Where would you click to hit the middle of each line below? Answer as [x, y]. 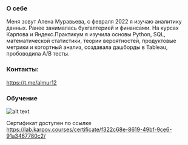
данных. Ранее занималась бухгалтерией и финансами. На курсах [92, 28]
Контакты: [23, 69]
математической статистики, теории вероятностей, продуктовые [91, 41]
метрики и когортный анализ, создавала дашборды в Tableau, [87, 47]
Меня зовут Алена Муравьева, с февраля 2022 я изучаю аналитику [94, 22]
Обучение [22, 98]
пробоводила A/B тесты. [38, 54]
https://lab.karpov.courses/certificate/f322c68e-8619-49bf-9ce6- [89, 129]
